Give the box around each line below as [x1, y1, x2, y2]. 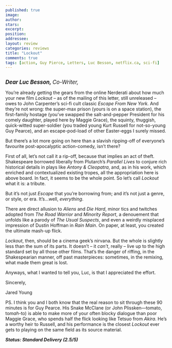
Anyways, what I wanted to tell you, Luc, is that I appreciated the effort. [5, 269, 156, 276]
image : [5, 12, 20, 17]
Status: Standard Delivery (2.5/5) [5, 337, 79, 343]
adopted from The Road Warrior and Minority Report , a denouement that [5, 211, 159, 217]
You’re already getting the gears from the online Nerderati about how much [5, 89, 164, 96]
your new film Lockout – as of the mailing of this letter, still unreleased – [5, 95, 157, 101]
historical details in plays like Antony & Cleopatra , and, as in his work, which [5, 164, 166, 170]
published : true [5, 7, 40, 13]
